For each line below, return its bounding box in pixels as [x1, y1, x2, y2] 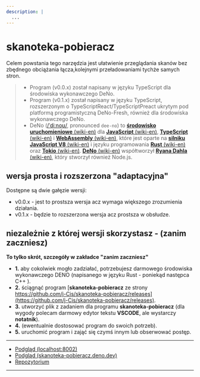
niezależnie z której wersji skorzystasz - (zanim [6, 228, 186, 239]
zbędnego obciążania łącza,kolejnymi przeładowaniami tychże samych [6, 66, 180, 73]
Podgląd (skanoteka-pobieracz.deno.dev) [14, 352, 117, 359]
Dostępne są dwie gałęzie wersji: [6, 187, 87, 194]
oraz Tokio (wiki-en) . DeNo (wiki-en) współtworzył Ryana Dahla [29, 147, 187, 154]
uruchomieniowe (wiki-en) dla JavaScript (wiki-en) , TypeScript [29, 128, 189, 135]
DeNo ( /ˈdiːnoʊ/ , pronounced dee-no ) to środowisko [29, 122, 157, 129]
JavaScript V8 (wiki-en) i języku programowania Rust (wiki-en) [29, 141, 186, 148]
